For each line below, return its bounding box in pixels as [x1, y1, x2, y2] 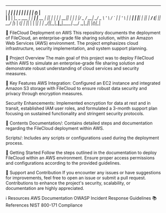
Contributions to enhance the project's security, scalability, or [5, 180, 131, 186]
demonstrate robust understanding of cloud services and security [5, 65, 139, 71]
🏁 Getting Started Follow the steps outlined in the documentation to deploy [5, 150, 157, 155]
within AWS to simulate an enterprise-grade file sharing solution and [5, 60, 144, 66]
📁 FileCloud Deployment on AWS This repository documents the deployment [5, 30, 161, 35]
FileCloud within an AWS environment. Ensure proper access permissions [5, 155, 155, 160]
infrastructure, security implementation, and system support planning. [5, 45, 148, 51]
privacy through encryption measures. [5, 91, 83, 96]
